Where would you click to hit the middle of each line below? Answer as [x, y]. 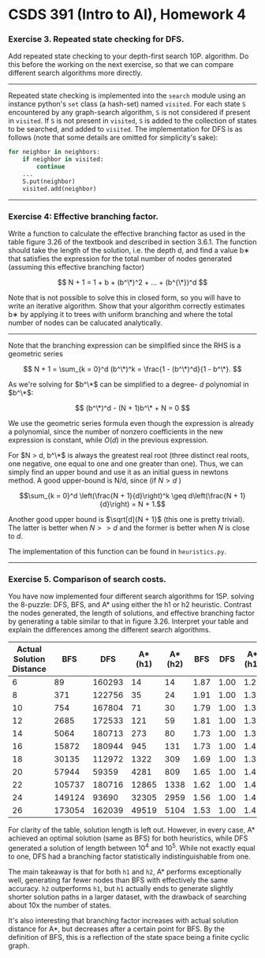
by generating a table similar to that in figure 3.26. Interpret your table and [128, 621]
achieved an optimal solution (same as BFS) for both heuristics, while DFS [128, 838]
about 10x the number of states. [60, 905]
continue [51, 167]
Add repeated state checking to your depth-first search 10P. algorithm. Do [129, 56]
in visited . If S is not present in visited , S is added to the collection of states [132, 121]
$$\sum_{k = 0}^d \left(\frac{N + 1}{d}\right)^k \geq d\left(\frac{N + [129, 496]
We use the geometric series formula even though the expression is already [131, 423]
